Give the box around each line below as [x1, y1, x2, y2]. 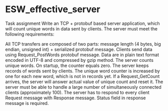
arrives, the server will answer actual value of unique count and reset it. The [5, 79, 163, 85]
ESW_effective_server [5, 4, 100, 15]
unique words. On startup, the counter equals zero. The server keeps [5, 62, 149, 68]
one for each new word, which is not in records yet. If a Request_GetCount [5, 73, 160, 79]
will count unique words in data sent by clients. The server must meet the [5, 25, 158, 31]
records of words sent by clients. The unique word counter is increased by [5, 67, 160, 74]
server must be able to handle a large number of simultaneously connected [5, 84, 161, 90]
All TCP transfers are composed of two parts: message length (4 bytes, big [5, 41, 161, 47]
